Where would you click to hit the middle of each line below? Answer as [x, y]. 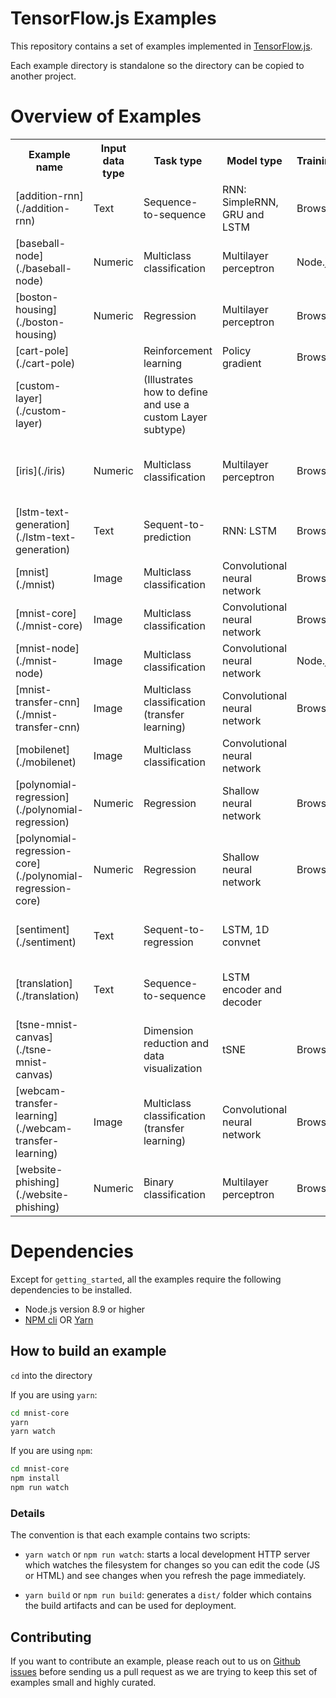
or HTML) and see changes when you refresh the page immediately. [165, 1576]
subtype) [165, 429]
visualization [173, 1068]
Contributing [51, 1637]
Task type [178, 160]
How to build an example [88, 1351]
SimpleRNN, [250, 202]
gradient [241, 363]
